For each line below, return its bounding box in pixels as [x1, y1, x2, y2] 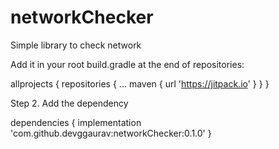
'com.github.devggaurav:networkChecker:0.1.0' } [10, 127, 212, 139]
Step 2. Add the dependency [10, 97, 129, 109]
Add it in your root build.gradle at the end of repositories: [10, 58, 245, 70]
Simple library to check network [10, 39, 142, 51]
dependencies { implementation [10, 116, 142, 128]
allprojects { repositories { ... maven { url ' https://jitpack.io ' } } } [10, 77, 270, 90]
